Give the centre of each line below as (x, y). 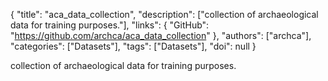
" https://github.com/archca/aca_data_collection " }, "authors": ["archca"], (161, 35)
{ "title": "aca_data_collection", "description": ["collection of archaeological (164, 14)
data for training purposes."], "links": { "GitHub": (110, 25)
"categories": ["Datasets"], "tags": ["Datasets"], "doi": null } (133, 46)
